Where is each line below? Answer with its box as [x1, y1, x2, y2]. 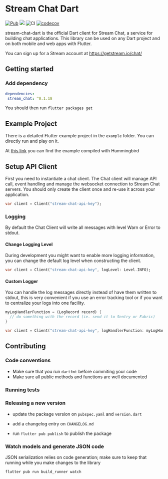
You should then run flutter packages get [5, 105, 93, 111]
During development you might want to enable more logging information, [5, 253, 155, 259]
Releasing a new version [5, 399, 66, 406]
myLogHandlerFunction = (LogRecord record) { [5, 310, 101, 315]
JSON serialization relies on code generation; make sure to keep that [5, 454, 147, 460]
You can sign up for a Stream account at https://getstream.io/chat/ [5, 50, 142, 56]
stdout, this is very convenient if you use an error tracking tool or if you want [5, 295, 163, 301]
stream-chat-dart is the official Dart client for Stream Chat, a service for [5, 30, 153, 36]
